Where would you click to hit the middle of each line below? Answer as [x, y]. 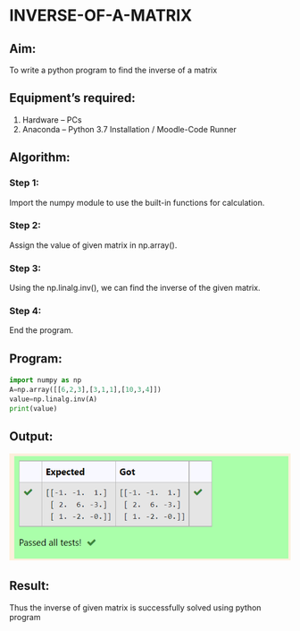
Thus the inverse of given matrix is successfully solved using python [135, 607]
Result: [29, 586]
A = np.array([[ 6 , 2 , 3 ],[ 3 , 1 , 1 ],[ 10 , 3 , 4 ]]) [86, 390]
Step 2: [25, 226]
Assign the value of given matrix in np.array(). [93, 245]
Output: [31, 436]
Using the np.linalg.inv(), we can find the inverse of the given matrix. [135, 288]
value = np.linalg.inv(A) [54, 399]
